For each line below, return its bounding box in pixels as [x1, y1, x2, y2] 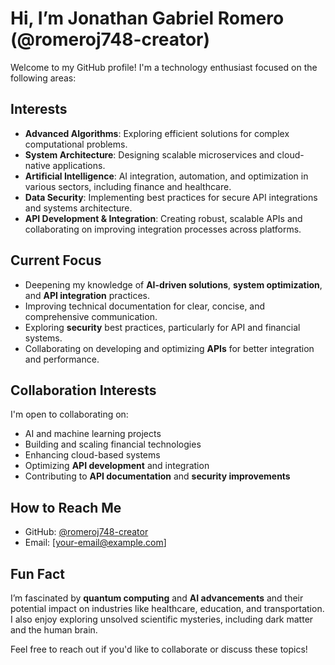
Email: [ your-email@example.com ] [24, 537, 167, 549]
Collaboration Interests [10, 382, 157, 399]
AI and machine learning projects [24, 428, 162, 440]
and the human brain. [10, 624, 98, 636]
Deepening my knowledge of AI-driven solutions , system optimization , [24, 278, 323, 291]
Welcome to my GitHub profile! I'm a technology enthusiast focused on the [10, 61, 318, 73]
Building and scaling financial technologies [24, 438, 202, 451]
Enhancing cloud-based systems [24, 449, 161, 461]
